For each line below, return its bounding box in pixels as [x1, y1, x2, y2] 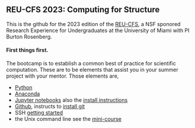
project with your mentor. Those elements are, [6, 72, 119, 79]
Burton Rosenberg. [6, 33, 52, 40]
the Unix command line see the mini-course [14, 116, 122, 123]
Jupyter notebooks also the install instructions [14, 97, 128, 104]
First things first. [6, 47, 49, 54]
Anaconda [14, 90, 40, 97]
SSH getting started [14, 109, 63, 116]
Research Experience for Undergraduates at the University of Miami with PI [6, 27, 190, 34]
